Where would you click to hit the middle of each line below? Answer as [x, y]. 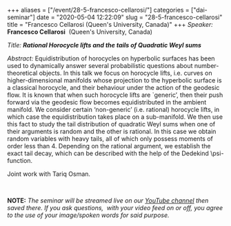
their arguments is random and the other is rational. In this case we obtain [112, 131]
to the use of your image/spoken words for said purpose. [89, 215]
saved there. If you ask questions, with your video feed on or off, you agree [115, 208]
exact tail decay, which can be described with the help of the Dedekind [108, 153]
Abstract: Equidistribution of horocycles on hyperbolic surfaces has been [111, 58]
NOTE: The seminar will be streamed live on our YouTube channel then [108, 201]
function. [20, 160]
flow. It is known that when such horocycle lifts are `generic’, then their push [115, 95]
